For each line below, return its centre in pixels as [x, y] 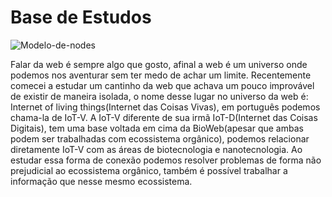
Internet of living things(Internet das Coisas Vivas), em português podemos [165, 107]
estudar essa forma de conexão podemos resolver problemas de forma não [166, 160]
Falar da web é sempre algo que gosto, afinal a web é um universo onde [159, 64]
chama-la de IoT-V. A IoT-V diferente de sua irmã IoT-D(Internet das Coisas [164, 117]
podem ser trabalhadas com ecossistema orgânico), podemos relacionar [160, 138]
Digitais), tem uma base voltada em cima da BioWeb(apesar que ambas [157, 128]
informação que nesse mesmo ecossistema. [101, 181]
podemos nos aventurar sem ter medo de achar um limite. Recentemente [161, 75]
